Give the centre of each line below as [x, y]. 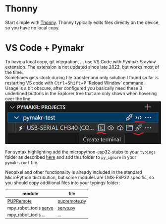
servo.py [67, 208]
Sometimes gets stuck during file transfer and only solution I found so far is [82, 77]
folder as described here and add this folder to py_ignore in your [71, 157]
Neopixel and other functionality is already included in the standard [74, 172]
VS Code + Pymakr [45, 48]
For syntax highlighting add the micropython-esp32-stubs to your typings [81, 152]
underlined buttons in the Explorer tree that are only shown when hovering [81, 93]
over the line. [19, 99]
